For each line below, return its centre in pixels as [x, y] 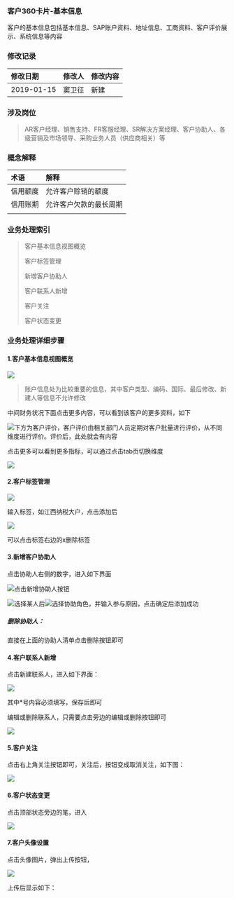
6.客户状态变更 [29, 795]
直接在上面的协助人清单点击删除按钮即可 [65, 640]
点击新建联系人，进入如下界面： [53, 674]
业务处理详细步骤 [36, 341]
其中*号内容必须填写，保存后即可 [55, 702]
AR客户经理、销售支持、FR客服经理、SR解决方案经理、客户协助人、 [122, 129]
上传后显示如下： [32, 887]
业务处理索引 [29, 230]
